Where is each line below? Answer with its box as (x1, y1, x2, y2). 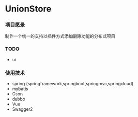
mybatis (12, 86, 28, 92)
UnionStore (5, 3, 52, 14)
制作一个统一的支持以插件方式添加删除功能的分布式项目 (5, 33, 115, 39)
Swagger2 (12, 106, 33, 112)
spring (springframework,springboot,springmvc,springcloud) (12, 81, 134, 87)
